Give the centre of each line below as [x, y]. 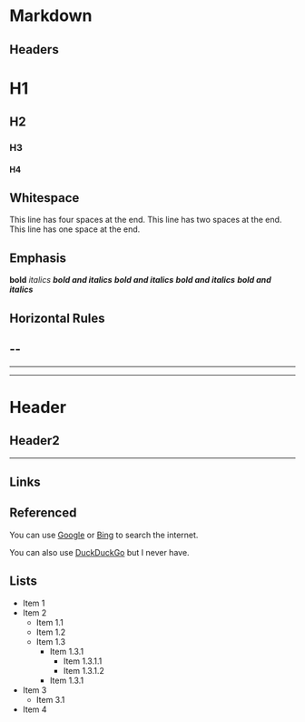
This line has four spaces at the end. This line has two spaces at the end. [146, 220]
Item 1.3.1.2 [84, 670]
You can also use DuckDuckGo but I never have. [99, 552]
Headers [34, 50]
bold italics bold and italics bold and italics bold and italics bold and [141, 280]
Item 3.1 [50, 699]
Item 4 [34, 709]
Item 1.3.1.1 [83, 661]
